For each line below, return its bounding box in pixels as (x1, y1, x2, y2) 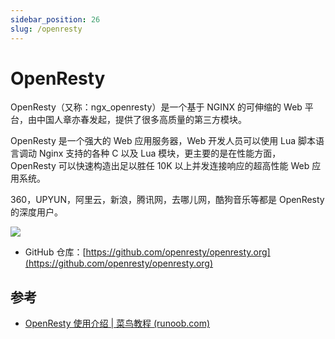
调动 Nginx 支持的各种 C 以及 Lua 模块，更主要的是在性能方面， (18, 147, 282, 160)
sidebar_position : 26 (10, 14, 101, 25)
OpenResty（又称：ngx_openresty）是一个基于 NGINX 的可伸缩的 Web (10, 101, 303, 113)
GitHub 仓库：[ (24, 246, 87, 258)
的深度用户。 (10, 206, 63, 218)
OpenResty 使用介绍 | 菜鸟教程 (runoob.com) (24, 317, 211, 330)
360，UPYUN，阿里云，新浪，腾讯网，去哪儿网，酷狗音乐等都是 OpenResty (10, 194, 325, 206)
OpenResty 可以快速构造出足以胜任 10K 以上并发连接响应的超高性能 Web (10, 160, 310, 172)
